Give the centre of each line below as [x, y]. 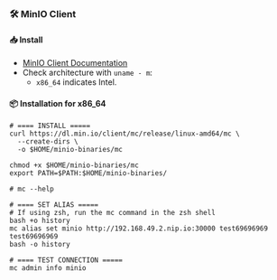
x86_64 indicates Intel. [76, 82]
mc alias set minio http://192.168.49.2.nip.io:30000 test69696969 [139, 229]
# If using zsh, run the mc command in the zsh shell [113, 213]
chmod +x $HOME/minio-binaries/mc [74, 165]
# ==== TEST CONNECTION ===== [66, 260]
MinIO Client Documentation [75, 63]
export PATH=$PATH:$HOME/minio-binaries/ [88, 173]
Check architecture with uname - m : [88, 73]
